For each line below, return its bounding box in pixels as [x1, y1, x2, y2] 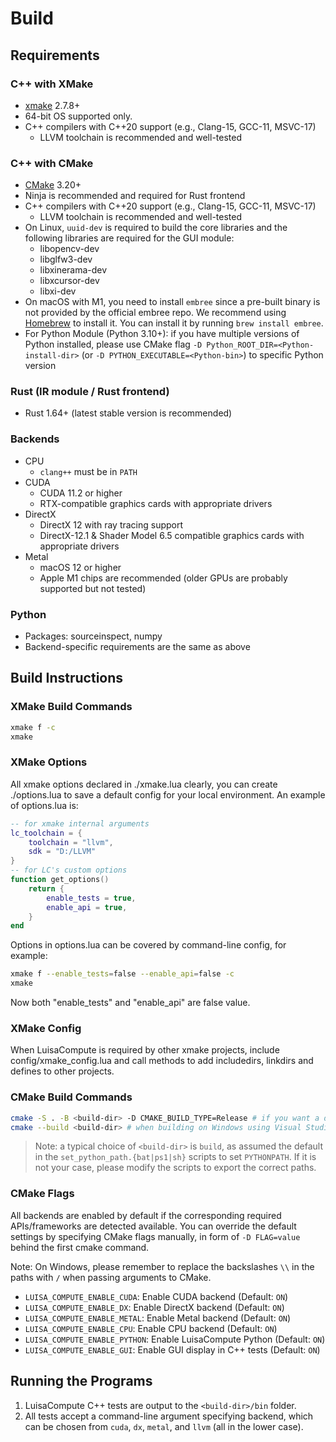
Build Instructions [10, 670, 124, 687]
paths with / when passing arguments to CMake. [10, 1271, 212, 1283]
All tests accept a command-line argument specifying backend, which [24, 1410, 314, 1422]
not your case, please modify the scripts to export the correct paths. [34, 1162, 317, 1174]
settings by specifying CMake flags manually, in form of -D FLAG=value [10, 1230, 301, 1242]
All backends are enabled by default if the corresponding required [10, 1209, 282, 1221]
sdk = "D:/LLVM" [28, 847, 97, 857]
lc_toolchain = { [10, 828, 83, 838]
